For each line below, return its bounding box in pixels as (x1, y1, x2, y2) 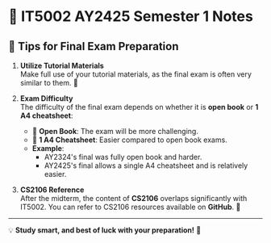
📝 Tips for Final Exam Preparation (8, 40, 179, 53)
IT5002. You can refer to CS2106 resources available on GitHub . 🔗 (19, 202, 241, 212)
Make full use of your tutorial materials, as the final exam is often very (19, 69, 252, 79)
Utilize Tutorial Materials (19, 61, 105, 70)
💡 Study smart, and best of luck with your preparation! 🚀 (8, 225, 202, 235)
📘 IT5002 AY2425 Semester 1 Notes (8, 7, 254, 26)
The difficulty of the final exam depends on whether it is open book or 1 (19, 103, 259, 111)
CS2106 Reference (19, 185, 85, 195)
